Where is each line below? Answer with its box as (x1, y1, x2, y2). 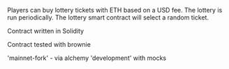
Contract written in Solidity (7, 27, 84, 35)
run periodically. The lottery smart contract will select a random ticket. (7, 13, 209, 22)
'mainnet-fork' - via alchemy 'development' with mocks (7, 54, 166, 62)
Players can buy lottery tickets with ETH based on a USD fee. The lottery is (7, 6, 223, 14)
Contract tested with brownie (7, 40, 91, 48)
